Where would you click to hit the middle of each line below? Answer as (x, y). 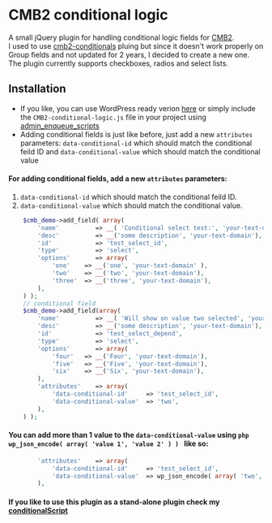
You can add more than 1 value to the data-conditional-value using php (129, 435)
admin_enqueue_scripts (59, 125)
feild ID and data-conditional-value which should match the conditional (140, 151)
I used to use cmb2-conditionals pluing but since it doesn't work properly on (136, 45)
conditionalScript (38, 510)
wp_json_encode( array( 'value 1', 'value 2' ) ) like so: (108, 443)
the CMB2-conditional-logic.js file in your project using (113, 117)
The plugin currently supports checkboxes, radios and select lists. (119, 63)
